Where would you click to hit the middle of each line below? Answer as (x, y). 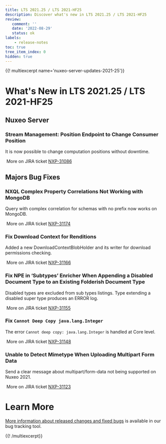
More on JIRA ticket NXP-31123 (39, 387)
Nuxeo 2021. (18, 377)
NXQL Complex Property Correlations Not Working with (74, 191)
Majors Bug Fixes (33, 177)
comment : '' (24, 24)
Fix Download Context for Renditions (51, 236)
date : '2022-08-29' (32, 29)
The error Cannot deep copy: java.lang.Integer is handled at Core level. (80, 332)
